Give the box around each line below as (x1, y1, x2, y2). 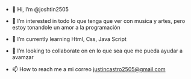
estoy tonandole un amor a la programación (11, 24, 121, 31)
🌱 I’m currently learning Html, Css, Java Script (11, 36, 127, 42)
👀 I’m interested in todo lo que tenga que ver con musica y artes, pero (11, 17, 186, 24)
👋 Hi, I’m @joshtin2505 (11, 6, 69, 13)
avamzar (11, 54, 34, 60)
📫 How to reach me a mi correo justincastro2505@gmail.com (11, 66, 166, 72)
